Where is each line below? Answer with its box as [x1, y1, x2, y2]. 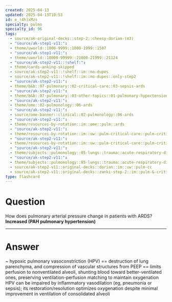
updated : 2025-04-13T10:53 [5, 12, 63, 17]
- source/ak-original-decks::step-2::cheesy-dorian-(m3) [10, 36, 134, 41]
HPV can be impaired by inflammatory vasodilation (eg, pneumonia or [5, 280, 152, 286]
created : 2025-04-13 [5, 7, 50, 13]
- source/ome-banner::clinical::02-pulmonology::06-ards [10, 112, 134, 118]
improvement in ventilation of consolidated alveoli [5, 291, 110, 297]
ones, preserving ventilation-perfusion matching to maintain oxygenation [5, 274, 159, 281]
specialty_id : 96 [5, 27, 42, 32]
